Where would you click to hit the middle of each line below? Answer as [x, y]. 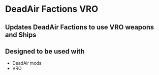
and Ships [21, 35]
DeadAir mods [27, 63]
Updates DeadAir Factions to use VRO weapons [79, 27]
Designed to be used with [45, 51]
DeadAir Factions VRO [52, 9]
